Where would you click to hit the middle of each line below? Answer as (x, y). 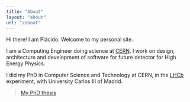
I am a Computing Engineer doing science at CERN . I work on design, (90, 51)
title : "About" (25, 12)
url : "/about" (24, 23)
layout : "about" (26, 17)
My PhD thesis (38, 93)
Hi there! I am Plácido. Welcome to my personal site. (70, 40)
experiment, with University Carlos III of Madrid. (65, 81)
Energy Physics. (26, 63)
